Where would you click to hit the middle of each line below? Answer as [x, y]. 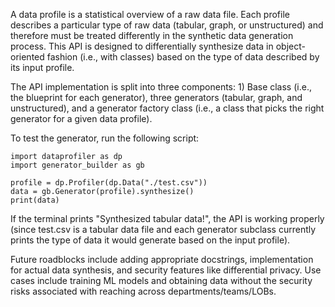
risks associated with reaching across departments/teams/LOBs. [143, 291]
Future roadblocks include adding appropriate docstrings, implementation [162, 259]
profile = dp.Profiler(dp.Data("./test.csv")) [109, 183]
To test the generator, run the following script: [105, 138]
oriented [27, 57]
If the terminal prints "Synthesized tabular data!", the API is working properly [167, 218]
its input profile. [42, 67]
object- [290, 46]
